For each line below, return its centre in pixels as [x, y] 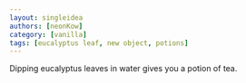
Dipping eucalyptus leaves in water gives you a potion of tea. [123, 69]
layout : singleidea [46, 18]
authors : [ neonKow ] [46, 26]
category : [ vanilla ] [49, 34]
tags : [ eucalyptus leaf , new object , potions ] [99, 43]
